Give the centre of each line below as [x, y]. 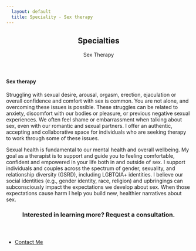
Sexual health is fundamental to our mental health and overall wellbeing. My [98, 150]
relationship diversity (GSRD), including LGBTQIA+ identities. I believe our [95, 174]
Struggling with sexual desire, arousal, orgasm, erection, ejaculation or [91, 94]
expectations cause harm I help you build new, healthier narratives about [94, 193]
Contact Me [29, 242]
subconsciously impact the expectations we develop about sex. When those [98, 187]
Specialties [99, 41]
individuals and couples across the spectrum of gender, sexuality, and [91, 168]
